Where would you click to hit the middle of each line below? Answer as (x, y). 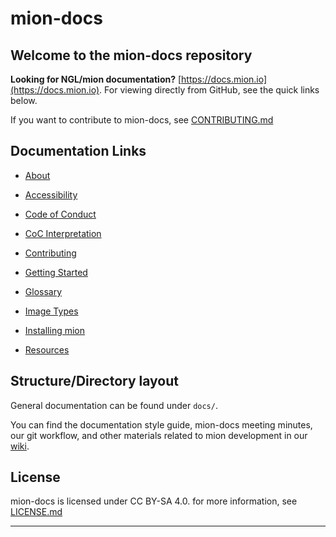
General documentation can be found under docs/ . (114, 405)
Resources (47, 349)
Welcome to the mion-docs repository (131, 55)
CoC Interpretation (63, 233)
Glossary (43, 291)
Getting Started (56, 272)
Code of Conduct (60, 214)
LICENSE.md (36, 512)
